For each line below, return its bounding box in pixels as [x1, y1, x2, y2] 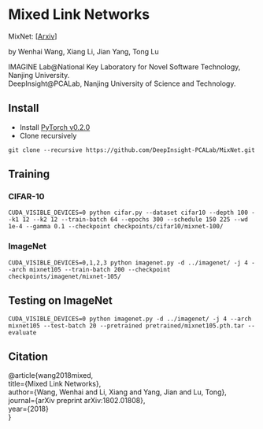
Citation [8, 349, 49, 363]
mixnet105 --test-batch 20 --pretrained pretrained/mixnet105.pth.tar [8, 321, 245, 330]
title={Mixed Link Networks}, [8, 379, 102, 389]
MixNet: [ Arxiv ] [8, 31, 57, 41]
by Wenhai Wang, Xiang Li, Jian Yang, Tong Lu [8, 46, 159, 56]
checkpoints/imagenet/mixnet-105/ [8, 272, 122, 280]
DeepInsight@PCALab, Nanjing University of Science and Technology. [8, 79, 236, 88]
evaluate [8, 328, 37, 336]
